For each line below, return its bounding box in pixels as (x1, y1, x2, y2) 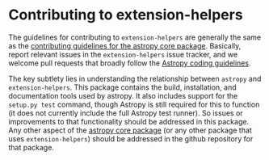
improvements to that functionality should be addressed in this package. (8, 116, 249, 126)
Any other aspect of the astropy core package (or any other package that (8, 125, 252, 135)
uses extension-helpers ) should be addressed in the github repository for (8, 133, 254, 143)
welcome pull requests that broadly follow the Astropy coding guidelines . (8, 58, 251, 68)
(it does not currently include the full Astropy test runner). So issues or (8, 107, 244, 118)
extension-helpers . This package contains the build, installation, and (8, 82, 237, 92)
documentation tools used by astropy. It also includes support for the (8, 91, 238, 100)
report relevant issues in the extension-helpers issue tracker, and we (8, 49, 238, 59)
